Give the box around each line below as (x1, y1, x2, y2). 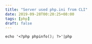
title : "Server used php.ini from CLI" (5, 7, 88, 12)
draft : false (5, 21, 32, 26)
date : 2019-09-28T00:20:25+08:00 (5, 12, 75, 17)
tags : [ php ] (5, 16, 30, 21)
